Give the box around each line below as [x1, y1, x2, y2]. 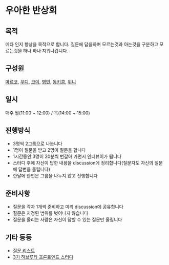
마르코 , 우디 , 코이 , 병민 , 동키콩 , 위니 [5, 78, 76, 85]
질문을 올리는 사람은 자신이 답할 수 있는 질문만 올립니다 [12, 216, 122, 223]
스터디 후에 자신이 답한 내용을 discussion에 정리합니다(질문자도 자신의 [12, 160, 154, 166]
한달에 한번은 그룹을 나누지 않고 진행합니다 [12, 173, 98, 179]
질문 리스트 [12, 248, 35, 254]
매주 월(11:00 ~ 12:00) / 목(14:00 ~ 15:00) [5, 110, 91, 116]
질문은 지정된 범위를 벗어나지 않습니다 [12, 210, 89, 216]
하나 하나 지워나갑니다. [23, 48, 69, 54]
